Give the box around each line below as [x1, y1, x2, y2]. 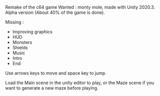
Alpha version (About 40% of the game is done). [5, 9, 105, 15]
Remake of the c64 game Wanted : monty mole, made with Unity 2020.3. [5, 4, 155, 10]
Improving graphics [12, 29, 52, 34]
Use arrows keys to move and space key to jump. [5, 70, 106, 76]
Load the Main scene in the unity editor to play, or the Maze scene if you [5, 80, 154, 86]
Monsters [12, 39, 32, 45]
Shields [12, 45, 28, 50]
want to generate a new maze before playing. [5, 85, 98, 91]
